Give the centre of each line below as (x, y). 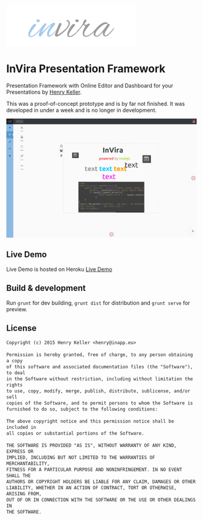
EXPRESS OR (20, 452)
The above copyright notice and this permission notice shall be (90, 421)
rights (14, 385)
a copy (14, 361)
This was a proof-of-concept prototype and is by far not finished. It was (96, 103)
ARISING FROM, (24, 494)
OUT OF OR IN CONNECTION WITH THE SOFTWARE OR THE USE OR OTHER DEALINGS (101, 500)
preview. (17, 309)
